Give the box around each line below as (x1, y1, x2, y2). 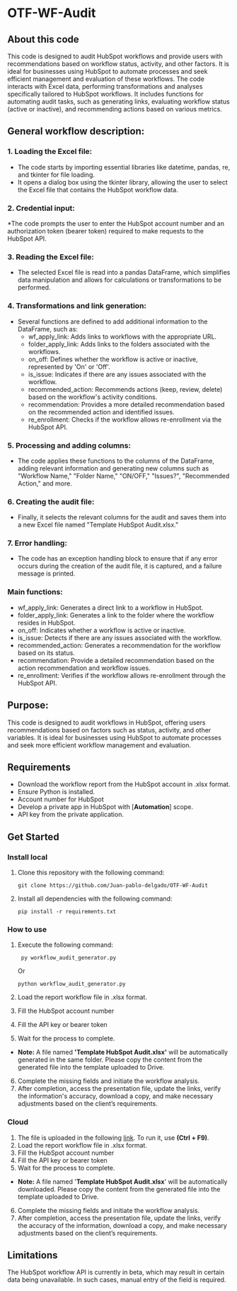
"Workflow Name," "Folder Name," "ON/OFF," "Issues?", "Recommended (17, 471, 230, 480)
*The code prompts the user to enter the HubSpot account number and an (7, 219, 225, 228)
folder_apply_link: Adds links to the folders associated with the (28, 339, 210, 348)
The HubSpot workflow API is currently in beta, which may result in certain (7, 1268, 225, 1277)
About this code (7, 33, 79, 45)
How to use (7, 925, 47, 934)
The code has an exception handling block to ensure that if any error (17, 554, 218, 563)
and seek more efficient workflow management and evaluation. (7, 740, 191, 749)
